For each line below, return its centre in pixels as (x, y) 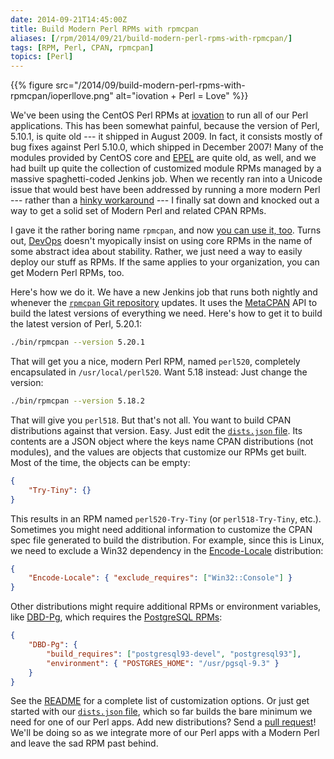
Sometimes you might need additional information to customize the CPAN (161, 529)
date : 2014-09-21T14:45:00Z (69, 19)
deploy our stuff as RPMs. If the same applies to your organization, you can (165, 262)
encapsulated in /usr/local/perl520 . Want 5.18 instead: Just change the (159, 372)
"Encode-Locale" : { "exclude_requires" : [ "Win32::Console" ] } (160, 578)
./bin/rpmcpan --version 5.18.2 (77, 401)
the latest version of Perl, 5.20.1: (76, 324)
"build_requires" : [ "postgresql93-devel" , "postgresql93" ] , (174, 654)
